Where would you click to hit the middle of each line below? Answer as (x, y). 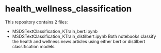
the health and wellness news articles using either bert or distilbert (79, 41)
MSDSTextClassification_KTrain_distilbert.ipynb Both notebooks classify (84, 36)
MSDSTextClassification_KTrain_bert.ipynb (55, 31)
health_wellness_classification (68, 9)
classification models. (34, 46)
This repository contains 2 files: (37, 22)
